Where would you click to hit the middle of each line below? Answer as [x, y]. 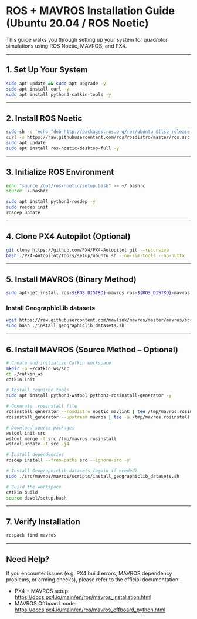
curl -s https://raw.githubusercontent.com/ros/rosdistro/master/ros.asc [98, 137]
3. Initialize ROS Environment [60, 172]
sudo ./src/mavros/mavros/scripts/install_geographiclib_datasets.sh [93, 476]
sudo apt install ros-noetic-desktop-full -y [62, 148]
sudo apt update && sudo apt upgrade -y [56, 84]
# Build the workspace [34, 487]
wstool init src [26, 433]
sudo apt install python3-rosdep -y [51, 202]
